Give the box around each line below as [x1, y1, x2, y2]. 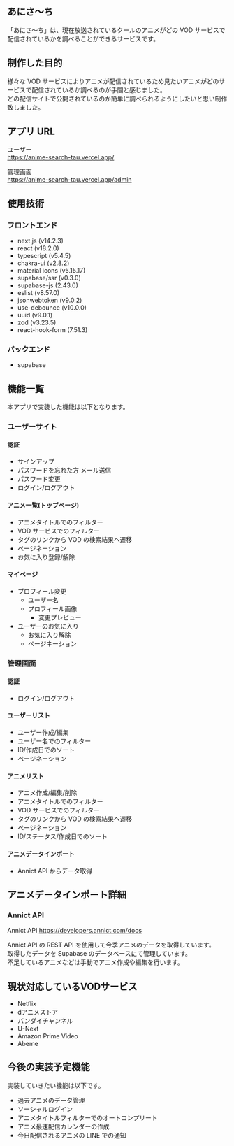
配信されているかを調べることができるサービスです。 [7, 34, 159, 43]
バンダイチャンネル [17, 1017, 73, 1025]
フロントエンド [7, 220, 58, 230]
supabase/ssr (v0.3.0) [17, 274, 82, 282]
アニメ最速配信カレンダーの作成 [17, 1122, 110, 1131]
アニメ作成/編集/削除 [17, 789, 78, 797]
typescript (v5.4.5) [17, 252, 71, 260]
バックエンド [7, 345, 51, 354]
